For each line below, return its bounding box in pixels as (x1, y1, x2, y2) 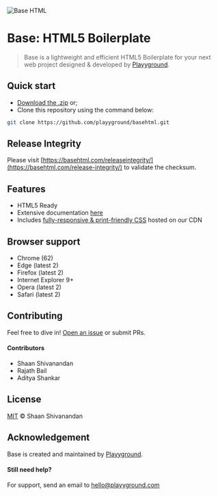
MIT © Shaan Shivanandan (7, 412, 83, 420)
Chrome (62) (16, 254, 53, 262)
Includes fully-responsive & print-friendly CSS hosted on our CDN (16, 216, 203, 224)
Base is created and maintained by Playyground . (7, 449, 144, 458)
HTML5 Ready (16, 201, 58, 210)
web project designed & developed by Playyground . (23, 60, 169, 69)
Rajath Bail (16, 367, 47, 375)
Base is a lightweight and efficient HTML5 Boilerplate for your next (23, 53, 211, 61)
